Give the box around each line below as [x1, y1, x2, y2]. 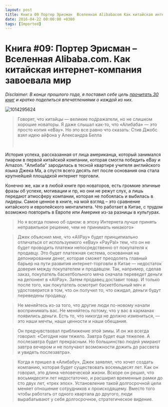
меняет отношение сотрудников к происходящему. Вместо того [17, 385, 155, 391]
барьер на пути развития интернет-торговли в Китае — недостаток [17, 261, 162, 267]
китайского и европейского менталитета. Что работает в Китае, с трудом [5, 204, 163, 210]
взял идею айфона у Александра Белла [17, 132, 102, 138]
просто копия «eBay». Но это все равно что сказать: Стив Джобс [17, 127, 157, 133]
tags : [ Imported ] [5, 21, 41, 27]
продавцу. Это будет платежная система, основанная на [17, 250, 139, 256]
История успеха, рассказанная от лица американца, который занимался [5, 151, 161, 158]
